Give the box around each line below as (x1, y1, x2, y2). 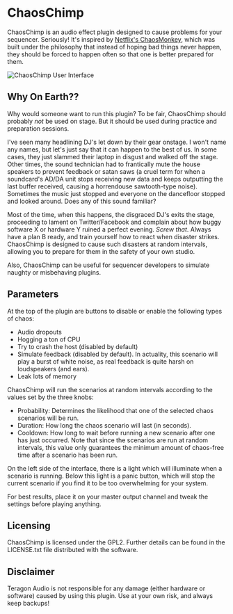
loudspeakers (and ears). (17, 364, 90, 373)
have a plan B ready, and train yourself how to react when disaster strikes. (7, 232, 220, 241)
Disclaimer (7, 565, 55, 578)
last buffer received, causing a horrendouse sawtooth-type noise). (7, 182, 198, 191)
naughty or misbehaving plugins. (7, 268, 102, 276)
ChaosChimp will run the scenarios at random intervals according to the (7, 385, 214, 394)
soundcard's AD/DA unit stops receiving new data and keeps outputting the (7, 175, 224, 183)
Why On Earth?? (7, 91, 79, 103)
